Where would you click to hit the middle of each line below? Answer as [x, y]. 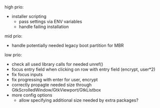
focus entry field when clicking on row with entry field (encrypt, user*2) [83, 69]
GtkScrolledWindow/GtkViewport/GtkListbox [56, 90]
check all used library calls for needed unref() [57, 64]
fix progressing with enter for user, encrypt [55, 80]
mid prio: [13, 36]
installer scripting [29, 16]
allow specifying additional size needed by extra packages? [79, 100]
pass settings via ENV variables [50, 22]
